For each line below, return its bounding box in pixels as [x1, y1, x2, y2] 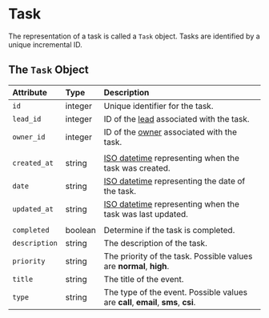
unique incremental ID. [8, 39, 82, 49]
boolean [65, 224, 96, 235]
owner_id [12, 132, 46, 141]
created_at [12, 158, 54, 167]
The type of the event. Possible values [103, 286, 248, 297]
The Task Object [8, 63, 90, 77]
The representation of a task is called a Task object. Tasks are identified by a [8, 31, 260, 41]
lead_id [12, 114, 42, 123]
